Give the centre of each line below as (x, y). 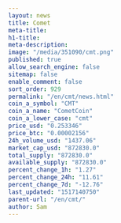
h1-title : (24, 38)
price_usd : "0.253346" (45, 126)
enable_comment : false (45, 81)
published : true (35, 60)
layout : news (29, 15)
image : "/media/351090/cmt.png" (61, 52)
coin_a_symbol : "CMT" (44, 104)
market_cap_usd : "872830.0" (54, 148)
